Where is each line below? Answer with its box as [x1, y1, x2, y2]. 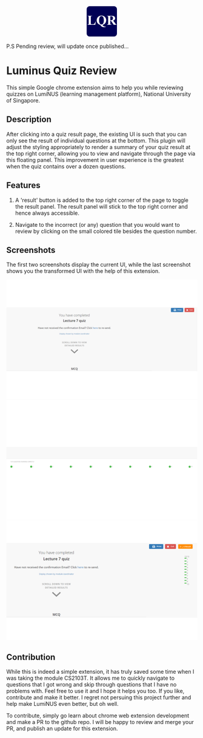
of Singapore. [6, 96, 41, 104]
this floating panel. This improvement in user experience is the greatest [6, 156, 184, 163]
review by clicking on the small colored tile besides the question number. [15, 227, 197, 235]
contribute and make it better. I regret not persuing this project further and [6, 694, 191, 701]
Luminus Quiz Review [6, 64, 117, 78]
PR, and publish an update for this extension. [6, 725, 118, 733]
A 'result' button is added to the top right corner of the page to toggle [15, 196, 189, 204]
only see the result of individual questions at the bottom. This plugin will [6, 136, 186, 144]
